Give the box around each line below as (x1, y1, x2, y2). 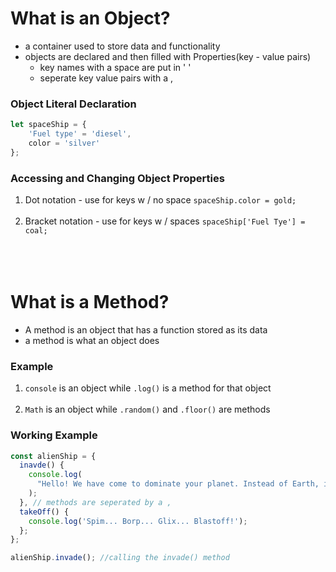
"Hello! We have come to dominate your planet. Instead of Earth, (36, 479, 320, 489)
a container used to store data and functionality (24, 40, 221, 52)
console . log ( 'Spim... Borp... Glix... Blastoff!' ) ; (28, 516, 248, 526)
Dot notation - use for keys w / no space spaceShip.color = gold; (24, 194, 297, 206)
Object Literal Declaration (10, 97, 137, 111)
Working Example (10, 428, 98, 442)
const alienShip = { (10, 451, 97, 461)
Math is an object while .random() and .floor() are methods (24, 403, 271, 416)
